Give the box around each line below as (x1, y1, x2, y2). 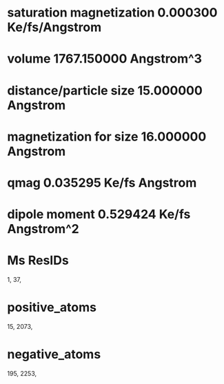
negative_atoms (7, 347, 101, 363)
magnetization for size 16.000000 (7, 129, 207, 144)
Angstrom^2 (7, 221, 79, 237)
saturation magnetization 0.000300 (7, 5, 218, 21)
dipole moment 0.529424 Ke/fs (7, 207, 191, 222)
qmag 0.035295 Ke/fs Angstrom (7, 174, 197, 190)
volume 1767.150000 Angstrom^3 (7, 51, 202, 67)
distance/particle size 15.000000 (7, 83, 203, 98)
